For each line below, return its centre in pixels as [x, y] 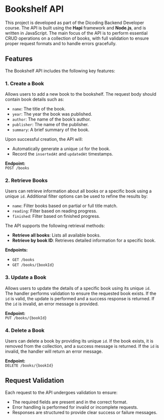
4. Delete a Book [25, 330]
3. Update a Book [26, 277]
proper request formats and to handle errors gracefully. [61, 43]
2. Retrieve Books [26, 180]
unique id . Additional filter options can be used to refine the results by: [76, 196]
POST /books [17, 168]
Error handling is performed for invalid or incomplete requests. [75, 407]
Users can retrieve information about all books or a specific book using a [78, 191]
